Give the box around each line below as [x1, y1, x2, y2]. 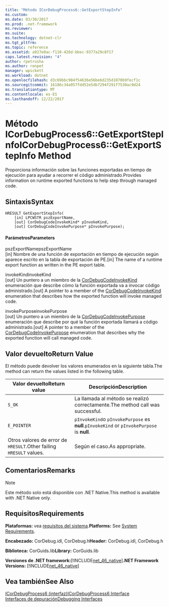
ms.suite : [5, 31, 26, 36]
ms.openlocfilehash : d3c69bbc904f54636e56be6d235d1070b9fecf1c [5, 78, 141, 83]
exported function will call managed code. [5, 335, 93, 341]
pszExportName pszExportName [5, 246, 72, 252]
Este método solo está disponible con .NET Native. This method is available [5, 489, 160, 495]
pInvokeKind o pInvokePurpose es [74, 416, 150, 423]
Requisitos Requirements [5, 509, 84, 518]
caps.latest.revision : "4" [5, 54, 62, 59]
